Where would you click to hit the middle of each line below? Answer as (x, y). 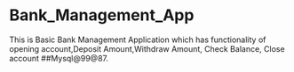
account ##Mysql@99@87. (59, 58)
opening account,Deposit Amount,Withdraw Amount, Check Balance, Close (147, 48)
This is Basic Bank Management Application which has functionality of (138, 40)
